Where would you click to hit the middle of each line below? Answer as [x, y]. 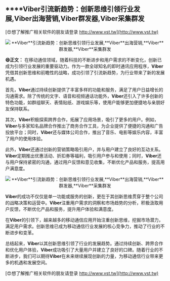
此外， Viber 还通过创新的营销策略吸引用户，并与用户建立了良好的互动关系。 [84, 149]
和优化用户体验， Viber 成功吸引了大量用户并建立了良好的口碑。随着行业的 [82, 249]
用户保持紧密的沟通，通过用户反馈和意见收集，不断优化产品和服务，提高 [85, 162]
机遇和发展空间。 [32, 262]
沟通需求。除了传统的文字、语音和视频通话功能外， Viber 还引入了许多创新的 [84, 96]
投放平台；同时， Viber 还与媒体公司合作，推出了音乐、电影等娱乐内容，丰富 [84, 132]
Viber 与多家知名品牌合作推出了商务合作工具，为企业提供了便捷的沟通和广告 [84, 126]
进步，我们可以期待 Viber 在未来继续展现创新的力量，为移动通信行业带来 [84, 256]
